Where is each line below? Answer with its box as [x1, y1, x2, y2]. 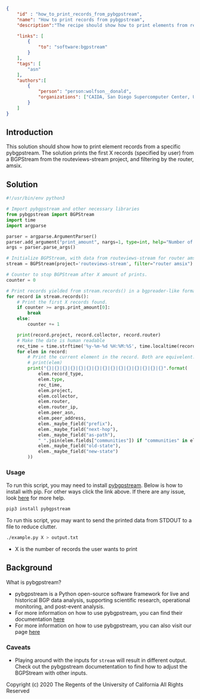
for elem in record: [17, 349, 68, 355]
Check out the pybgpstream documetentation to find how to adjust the [14, 663, 187, 670]
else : [17, 316, 31, 322]
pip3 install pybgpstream [6, 506, 70, 512]
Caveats [6, 643, 31, 651]
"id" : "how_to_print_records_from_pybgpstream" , [17, 11, 143, 17]
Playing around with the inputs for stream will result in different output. [14, 657, 187, 664]
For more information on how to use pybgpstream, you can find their [14, 609, 183, 616]
